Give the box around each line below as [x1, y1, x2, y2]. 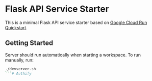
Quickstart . [5, 24, 28, 30]
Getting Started [5, 39, 53, 47]
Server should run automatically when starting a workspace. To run [5, 52, 141, 58]
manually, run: [5, 57, 34, 63]
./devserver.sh [5, 66, 36, 71]
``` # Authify [5, 71, 32, 76]
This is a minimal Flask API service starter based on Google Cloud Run [5, 20, 147, 25]
